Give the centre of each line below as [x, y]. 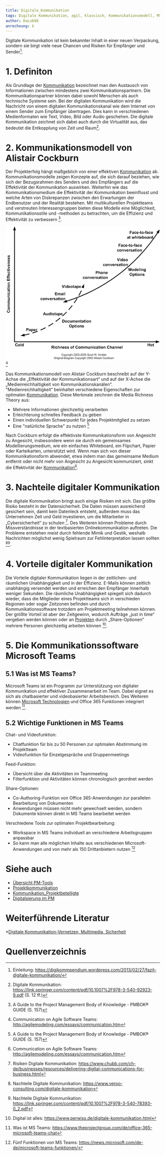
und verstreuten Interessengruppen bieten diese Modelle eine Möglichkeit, [81, 208]
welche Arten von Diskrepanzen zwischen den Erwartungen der [70, 198]
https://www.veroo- [103, 1083]
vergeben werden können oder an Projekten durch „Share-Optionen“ [75, 620]
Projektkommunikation [35, 888]
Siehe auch [29, 869]
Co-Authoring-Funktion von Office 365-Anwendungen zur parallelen [82, 798]
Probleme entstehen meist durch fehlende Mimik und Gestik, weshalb [76, 533]
